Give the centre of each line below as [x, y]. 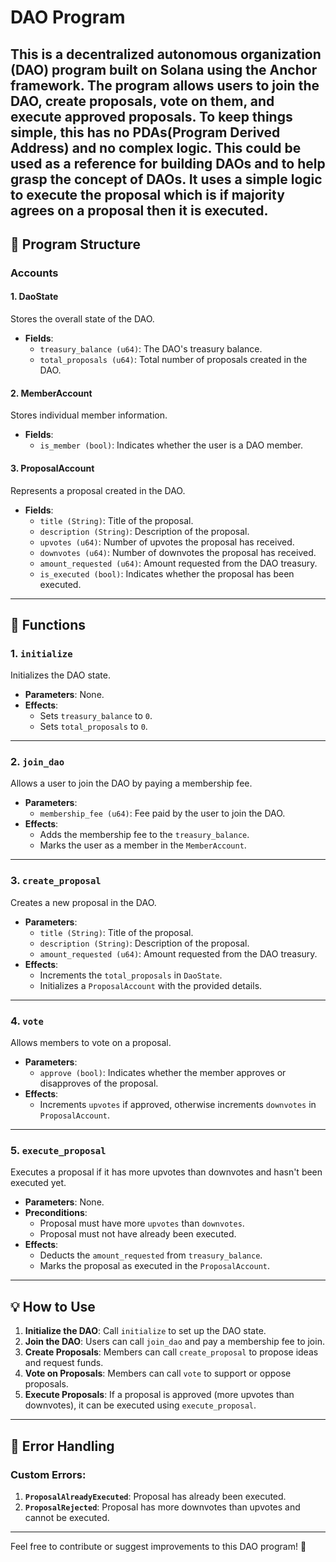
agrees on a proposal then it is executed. [139, 210]
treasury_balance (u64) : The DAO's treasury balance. [151, 349]
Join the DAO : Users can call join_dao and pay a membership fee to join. [174, 1342]
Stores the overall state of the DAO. [82, 319]
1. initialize [41, 653]
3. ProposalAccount [52, 468]
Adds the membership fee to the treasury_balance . [144, 835]
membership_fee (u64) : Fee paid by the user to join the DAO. [162, 813]
